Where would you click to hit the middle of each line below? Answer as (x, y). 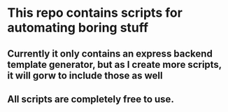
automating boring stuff (78, 28)
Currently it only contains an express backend (110, 54)
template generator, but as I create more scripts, (114, 64)
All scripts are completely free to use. (91, 99)
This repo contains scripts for (95, 13)
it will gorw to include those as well (85, 75)
